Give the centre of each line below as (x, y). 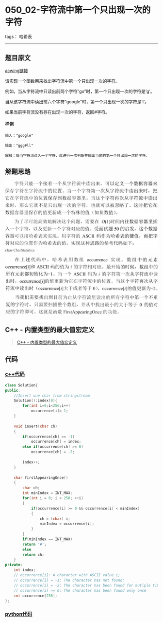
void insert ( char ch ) (35, 426)
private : (14, 565)
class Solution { (21, 385)
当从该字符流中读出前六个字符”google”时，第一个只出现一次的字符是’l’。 (77, 101)
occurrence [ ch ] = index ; (56, 442)
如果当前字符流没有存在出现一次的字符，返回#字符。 (57, 112)
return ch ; (33, 555)
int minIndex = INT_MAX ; (48, 493)
